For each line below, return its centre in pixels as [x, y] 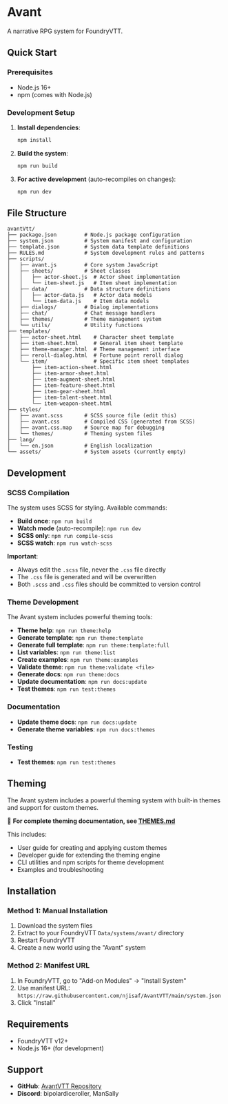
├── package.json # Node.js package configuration [94, 235]
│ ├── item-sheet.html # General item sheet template [95, 344]
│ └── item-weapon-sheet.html [60, 404]
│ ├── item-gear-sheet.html [57, 392]
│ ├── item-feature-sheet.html [61, 386]
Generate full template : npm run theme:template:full [93, 645]
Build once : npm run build [54, 521]
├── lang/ [21, 440]
